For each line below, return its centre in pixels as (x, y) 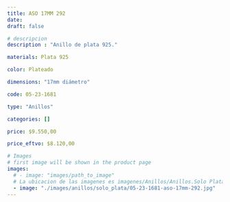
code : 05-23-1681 (32, 94)
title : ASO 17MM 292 (37, 13)
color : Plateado (30, 70)
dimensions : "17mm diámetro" (49, 82)
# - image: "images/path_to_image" (64, 175)
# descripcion (27, 38)
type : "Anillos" (30, 107)
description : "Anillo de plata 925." (62, 45)
